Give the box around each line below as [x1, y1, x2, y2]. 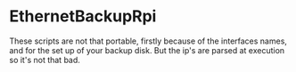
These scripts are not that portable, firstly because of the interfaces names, [9, 36, 288, 46]
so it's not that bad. [9, 54, 80, 65]
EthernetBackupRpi [9, 6, 157, 27]
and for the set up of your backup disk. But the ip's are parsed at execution [9, 44, 285, 55]
